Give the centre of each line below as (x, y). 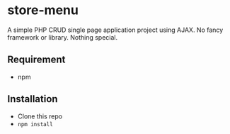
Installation (33, 99)
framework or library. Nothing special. (63, 37)
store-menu (43, 10)
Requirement (36, 60)
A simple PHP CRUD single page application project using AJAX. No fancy (115, 30)
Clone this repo (40, 116)
